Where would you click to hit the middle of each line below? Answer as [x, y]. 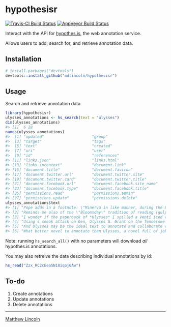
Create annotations [33, 293]
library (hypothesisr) [28, 113]
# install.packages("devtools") [39, 71]
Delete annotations [32, 304]
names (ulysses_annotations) [35, 132]
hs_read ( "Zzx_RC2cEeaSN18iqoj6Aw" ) [43, 265]
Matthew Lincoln [23, 319]
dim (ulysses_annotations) [33, 123]
